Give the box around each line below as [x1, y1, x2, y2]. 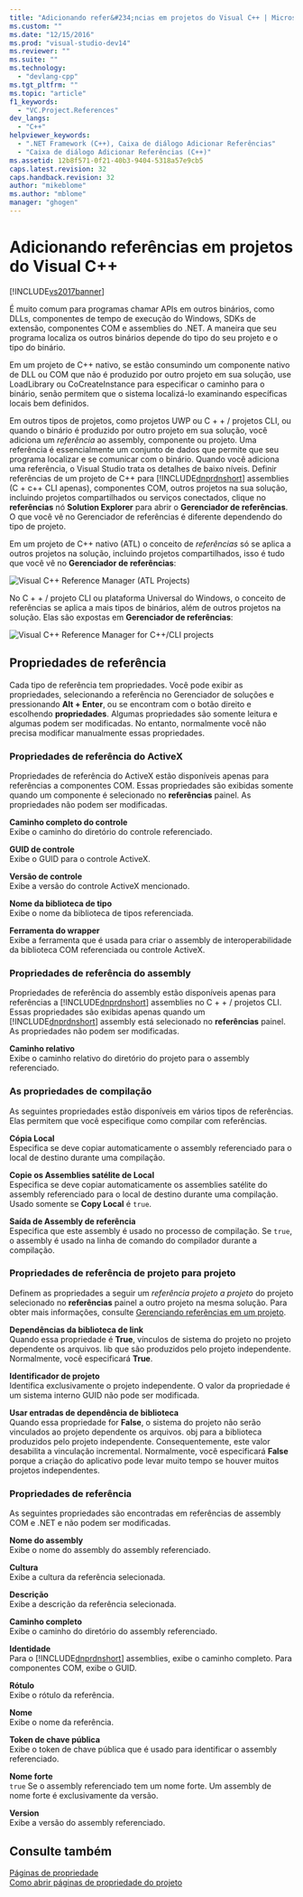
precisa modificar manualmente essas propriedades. [9, 727, 206, 738]
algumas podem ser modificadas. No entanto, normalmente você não [9, 717, 267, 728]
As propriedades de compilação [9, 1085, 152, 1098]
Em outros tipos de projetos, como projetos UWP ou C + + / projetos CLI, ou [9, 415, 291, 425]
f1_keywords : [9, 97, 59, 107]
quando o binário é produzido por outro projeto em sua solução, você [9, 425, 268, 435]
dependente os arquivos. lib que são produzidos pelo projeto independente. [9, 1343, 291, 1354]
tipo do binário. [9, 341, 66, 352]
